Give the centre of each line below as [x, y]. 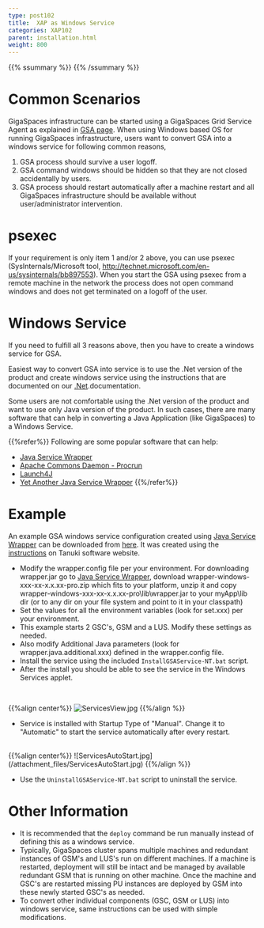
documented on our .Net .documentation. [75, 385]
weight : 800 [28, 45]
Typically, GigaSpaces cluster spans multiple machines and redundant [134, 850]
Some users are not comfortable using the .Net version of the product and [129, 401]
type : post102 [32, 15]
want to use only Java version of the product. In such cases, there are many [132, 409]
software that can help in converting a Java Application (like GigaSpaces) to [132, 418]
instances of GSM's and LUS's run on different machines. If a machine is [138, 858]
